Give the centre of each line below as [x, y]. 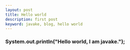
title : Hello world [26, 15]
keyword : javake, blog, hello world [44, 24]
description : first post [31, 19]
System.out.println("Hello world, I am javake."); [65, 42]
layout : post [19, 10]
